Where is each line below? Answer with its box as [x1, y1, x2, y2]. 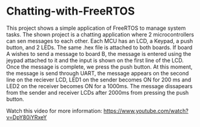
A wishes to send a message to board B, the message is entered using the [6, 50, 192, 57]
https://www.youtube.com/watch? [103, 107, 189, 114]
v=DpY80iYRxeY [6, 114, 47, 121]
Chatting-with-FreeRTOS [6, 4, 135, 18]
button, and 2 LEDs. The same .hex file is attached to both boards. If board [6, 44, 193, 51]
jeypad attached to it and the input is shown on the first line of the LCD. [6, 57, 184, 64]
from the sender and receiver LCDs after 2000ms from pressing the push [6, 89, 189, 96]
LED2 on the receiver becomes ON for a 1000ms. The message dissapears [6, 82, 193, 89]
